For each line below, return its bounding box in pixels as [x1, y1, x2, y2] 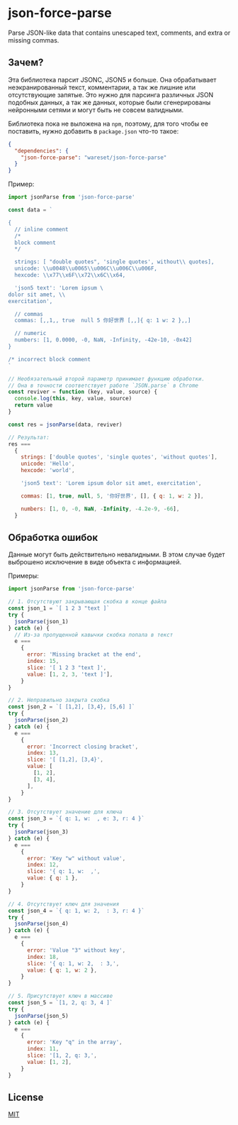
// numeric [14, 330, 47, 337]
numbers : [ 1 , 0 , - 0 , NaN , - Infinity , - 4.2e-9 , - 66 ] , [21, 505, 180, 512]
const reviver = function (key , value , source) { [8, 388, 158, 395]
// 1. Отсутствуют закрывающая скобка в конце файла [8, 598, 167, 605]
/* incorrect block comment [8, 356, 91, 363]
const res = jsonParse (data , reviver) [8, 421, 123, 428]
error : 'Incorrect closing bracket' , [26, 743, 139, 750]
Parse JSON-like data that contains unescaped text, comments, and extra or [8, 28, 231, 37]
